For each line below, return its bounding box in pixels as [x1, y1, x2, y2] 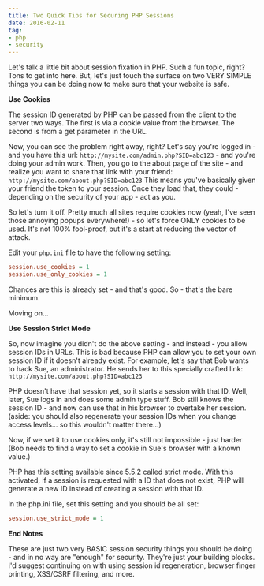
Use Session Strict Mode [8, 323, 91, 333]
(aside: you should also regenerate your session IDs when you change [8, 411, 236, 420]
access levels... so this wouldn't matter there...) [8, 420, 162, 429]
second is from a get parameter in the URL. [8, 127, 148, 136]
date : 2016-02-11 [8, 19, 65, 27]
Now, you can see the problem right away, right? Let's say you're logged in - [8, 142, 256, 151]
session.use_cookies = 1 [8, 263, 90, 271]
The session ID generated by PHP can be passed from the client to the [8, 110, 237, 119]
